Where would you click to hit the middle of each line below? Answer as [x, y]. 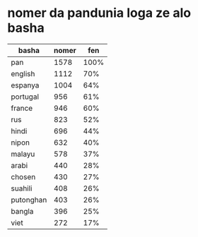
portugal [25, 97]
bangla [22, 211]
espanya [25, 85]
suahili [22, 188]
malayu [23, 154]
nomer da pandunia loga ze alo [99, 13]
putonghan [29, 200]
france [22, 108]
